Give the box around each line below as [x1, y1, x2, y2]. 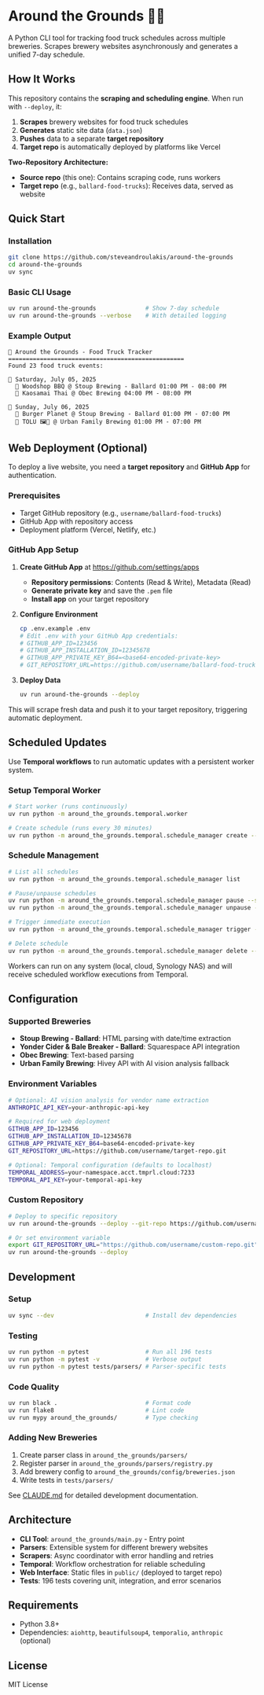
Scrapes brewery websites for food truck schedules [19, 117, 189, 127]
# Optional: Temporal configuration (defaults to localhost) [8, 1161, 213, 1169]
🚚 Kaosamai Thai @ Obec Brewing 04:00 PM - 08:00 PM [15, 389, 192, 398]
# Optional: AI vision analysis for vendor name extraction [8, 1096, 210, 1104]
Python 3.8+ [19, 1620, 60, 1629]
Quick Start [8, 212, 65, 226]
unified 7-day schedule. [8, 50, 85, 59]
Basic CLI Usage [8, 286, 71, 297]
